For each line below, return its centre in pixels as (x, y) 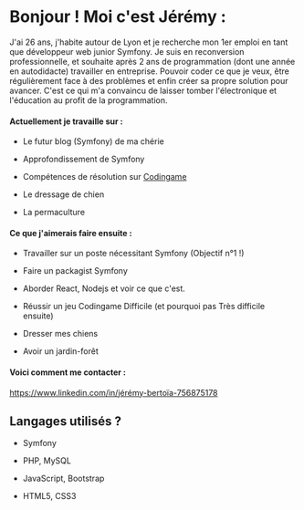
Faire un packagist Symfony (75, 271)
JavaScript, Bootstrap (63, 479)
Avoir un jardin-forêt (60, 351)
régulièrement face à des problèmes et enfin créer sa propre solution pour (149, 80)
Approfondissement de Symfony (84, 159)
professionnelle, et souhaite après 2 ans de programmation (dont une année (152, 61)
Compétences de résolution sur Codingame (105, 177)
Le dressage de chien (63, 194)
